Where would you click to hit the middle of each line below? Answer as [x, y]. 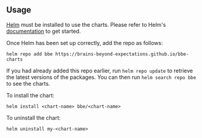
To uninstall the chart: [33, 117]
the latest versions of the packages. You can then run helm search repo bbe [101, 77]
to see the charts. [28, 83]
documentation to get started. [44, 31]
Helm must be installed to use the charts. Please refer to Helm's [86, 24]
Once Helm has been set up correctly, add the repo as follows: [85, 43]
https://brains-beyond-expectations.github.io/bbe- [122, 54]
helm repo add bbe [30, 54]
